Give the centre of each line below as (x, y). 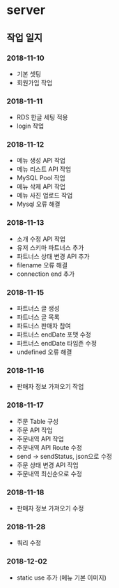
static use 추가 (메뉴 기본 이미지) (62, 578)
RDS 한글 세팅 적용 (42, 117)
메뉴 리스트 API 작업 (44, 169)
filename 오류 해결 (42, 265)
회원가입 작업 (34, 82)
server (26, 10)
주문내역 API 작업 (40, 439)
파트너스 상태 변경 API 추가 (53, 256)
